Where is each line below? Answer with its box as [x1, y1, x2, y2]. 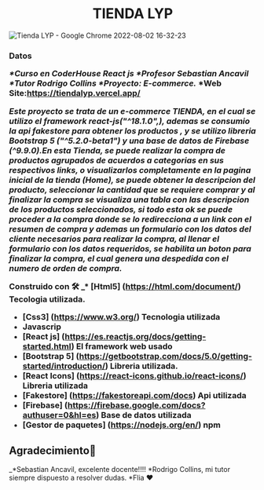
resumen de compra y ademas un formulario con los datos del [9, 223, 251, 234]
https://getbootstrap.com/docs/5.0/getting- [79, 351, 252, 362]
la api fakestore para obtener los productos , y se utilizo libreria [9, 125, 256, 136]
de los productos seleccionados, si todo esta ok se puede [9, 203, 233, 214]
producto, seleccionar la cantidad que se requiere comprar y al [9, 184, 255, 195]
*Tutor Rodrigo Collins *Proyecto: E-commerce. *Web [9, 78, 222, 89]
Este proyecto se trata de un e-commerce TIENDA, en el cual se [9, 105, 256, 116]
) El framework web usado [71, 341, 173, 352]
